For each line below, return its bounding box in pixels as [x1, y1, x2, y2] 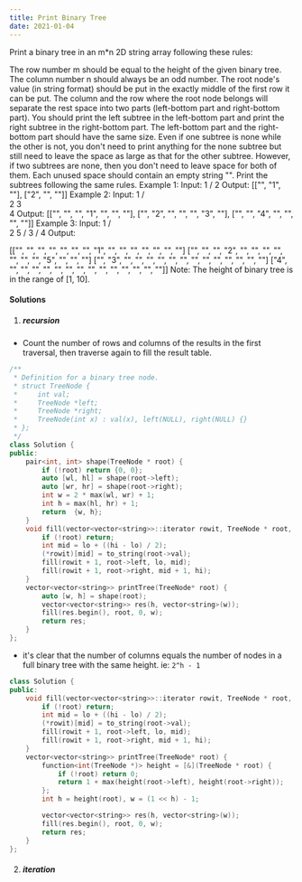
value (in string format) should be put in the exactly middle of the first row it [9, 83, 290, 94]
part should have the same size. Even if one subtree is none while [37, 131, 282, 142]
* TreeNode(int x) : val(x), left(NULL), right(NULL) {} [13, 415, 248, 425]
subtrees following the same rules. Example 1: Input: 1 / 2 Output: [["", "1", [9, 179, 281, 190]
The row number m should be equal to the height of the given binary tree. [9, 64, 282, 75]
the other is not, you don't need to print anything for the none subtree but [9, 141, 282, 152]
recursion [22, 314, 60, 325]
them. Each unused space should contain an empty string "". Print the [9, 169, 269, 181]
